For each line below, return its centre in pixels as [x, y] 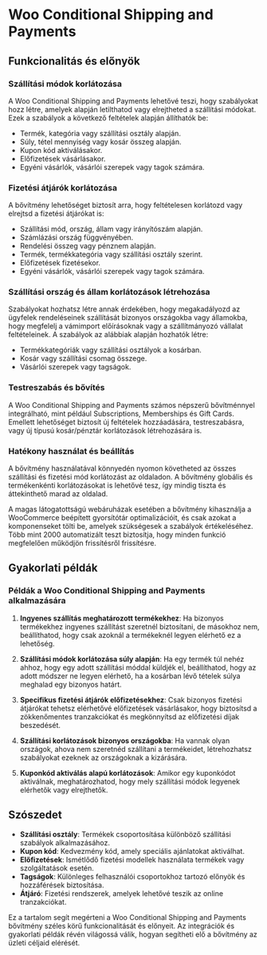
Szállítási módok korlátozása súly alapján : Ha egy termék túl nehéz [132, 659]
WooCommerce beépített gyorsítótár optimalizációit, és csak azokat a [122, 518]
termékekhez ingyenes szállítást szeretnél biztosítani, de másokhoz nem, [139, 626]
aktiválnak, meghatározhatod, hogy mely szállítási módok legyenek [130, 781]
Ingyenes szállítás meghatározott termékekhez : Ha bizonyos [122, 618]
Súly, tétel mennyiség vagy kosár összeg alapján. [100, 142]
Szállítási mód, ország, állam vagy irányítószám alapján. [111, 229]
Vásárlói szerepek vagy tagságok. [75, 367]
